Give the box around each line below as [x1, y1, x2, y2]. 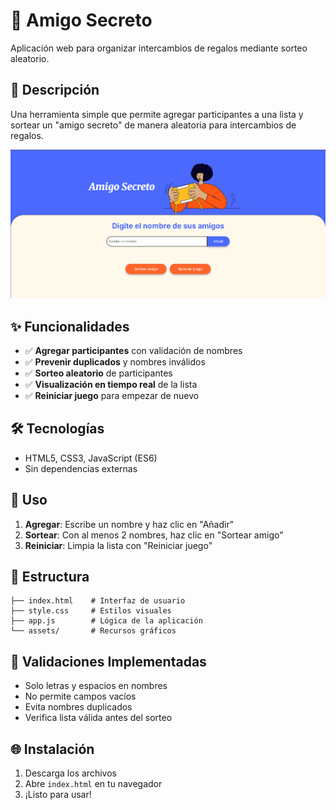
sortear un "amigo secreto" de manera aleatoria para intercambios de [10, 119, 297, 131]
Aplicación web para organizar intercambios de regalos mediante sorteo [10, 42, 308, 54]
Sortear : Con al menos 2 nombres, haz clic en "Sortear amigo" [24, 529, 284, 541]
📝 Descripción [10, 82, 100, 99]
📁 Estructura [10, 569, 90, 586]
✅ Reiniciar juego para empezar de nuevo [24, 390, 200, 401]
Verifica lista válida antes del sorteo [24, 712, 173, 724]
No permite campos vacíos [24, 690, 137, 703]
